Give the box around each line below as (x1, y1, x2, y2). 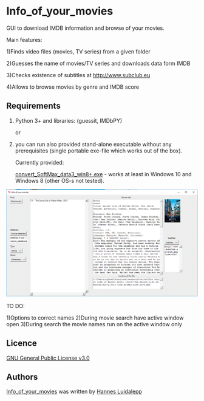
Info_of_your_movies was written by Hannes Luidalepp (6, 388, 143, 396)
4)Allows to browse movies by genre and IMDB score (6, 83, 140, 91)
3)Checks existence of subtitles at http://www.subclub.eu (6, 71, 151, 78)
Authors (6, 372, 38, 382)
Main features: (6, 36, 42, 43)
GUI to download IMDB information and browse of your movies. (6, 24, 165, 32)
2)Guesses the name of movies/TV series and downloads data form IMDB (6, 60, 191, 67)
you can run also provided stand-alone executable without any (15, 140, 172, 148)
